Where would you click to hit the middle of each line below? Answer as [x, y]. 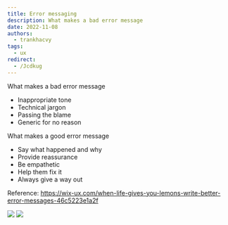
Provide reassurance [47, 157]
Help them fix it [39, 172]
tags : [15, 46]
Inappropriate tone [44, 100]
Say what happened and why [59, 149]
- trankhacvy [33, 40]
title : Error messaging [42, 14]
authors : [20, 33]
